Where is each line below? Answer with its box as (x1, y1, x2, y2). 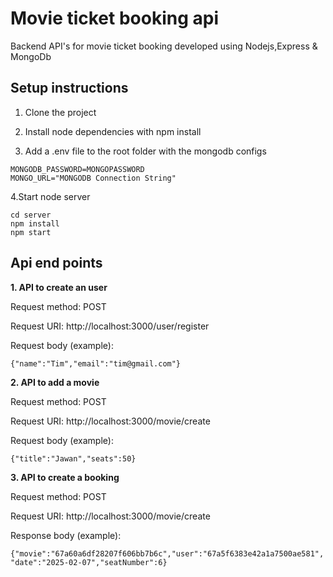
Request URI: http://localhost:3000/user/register (10, 320, 210, 332)
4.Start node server (10, 190, 91, 202)
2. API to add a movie (10, 376, 100, 388)
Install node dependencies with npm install (24, 125, 202, 137)
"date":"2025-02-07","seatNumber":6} (10, 557, 168, 567)
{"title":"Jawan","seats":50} (10, 453, 137, 464)
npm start (10, 227, 52, 237)
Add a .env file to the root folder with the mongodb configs (24, 145, 267, 157)
